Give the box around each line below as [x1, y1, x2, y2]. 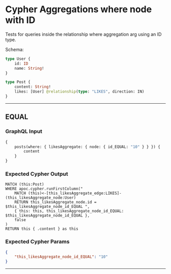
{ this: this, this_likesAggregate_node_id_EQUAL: [14, 208, 124, 214]
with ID [5, 14, 36, 26]
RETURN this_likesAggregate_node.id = [14, 200, 97, 205]
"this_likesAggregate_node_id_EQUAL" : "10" [14, 254, 108, 260]
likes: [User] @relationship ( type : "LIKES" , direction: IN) [14, 89, 145, 95]
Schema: [5, 46, 24, 52]
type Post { [5, 80, 31, 85]
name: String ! [14, 66, 44, 71]
